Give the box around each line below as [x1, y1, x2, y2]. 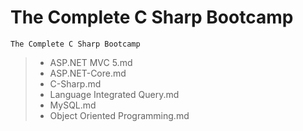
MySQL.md [49, 99, 97, 111]
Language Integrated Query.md [49, 88, 180, 100]
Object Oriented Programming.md [49, 109, 190, 121]
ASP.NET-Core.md [49, 67, 127, 79]
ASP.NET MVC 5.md [49, 56, 133, 68]
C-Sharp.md [49, 77, 102, 90]
